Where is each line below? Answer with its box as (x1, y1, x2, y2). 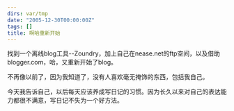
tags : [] (7, 23, 33, 30)
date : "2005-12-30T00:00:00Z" (7, 17, 95, 24)
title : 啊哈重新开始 (7, 29, 61, 37)
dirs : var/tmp (7, 10, 49, 17)
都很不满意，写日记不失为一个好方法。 (13, 96, 123, 105)
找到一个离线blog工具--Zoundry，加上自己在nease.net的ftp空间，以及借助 (7, 49, 221, 58)
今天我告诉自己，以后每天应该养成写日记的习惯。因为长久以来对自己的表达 (7, 87, 221, 96)
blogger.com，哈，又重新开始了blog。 (7, 58, 117, 67)
